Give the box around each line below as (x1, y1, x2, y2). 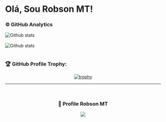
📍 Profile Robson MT (58, 100, 108, 107)
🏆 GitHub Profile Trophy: (5, 61, 67, 68)
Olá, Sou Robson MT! (5, 3, 93, 15)
